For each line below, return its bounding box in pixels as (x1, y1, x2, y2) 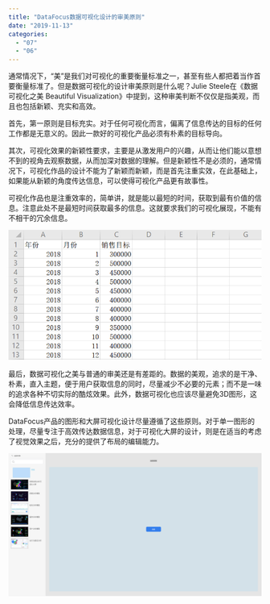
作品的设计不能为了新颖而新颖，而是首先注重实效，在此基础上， (50, 166, 262, 176)
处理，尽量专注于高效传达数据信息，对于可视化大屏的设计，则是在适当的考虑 (8, 427, 262, 436)
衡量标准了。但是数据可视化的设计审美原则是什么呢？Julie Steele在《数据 (14, 81, 259, 91)
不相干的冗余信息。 (8, 214, 72, 223)
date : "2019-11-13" (8, 21, 74, 30)
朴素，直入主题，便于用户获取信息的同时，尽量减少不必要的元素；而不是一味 (8, 379, 262, 389)
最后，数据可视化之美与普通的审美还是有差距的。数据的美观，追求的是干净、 (8, 369, 262, 379)
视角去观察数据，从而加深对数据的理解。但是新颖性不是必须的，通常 (29, 156, 255, 165)
